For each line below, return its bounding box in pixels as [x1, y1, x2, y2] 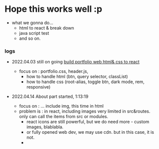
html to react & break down [19, 25, 74, 30]
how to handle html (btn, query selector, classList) [26, 74, 128, 80]
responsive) [26, 84, 51, 90]
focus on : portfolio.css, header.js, [19, 68, 89, 74]
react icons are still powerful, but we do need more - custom [26, 119, 150, 125]
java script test [19, 30, 50, 36]
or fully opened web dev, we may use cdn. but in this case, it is [26, 129, 155, 135]
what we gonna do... [11, 20, 54, 26]
